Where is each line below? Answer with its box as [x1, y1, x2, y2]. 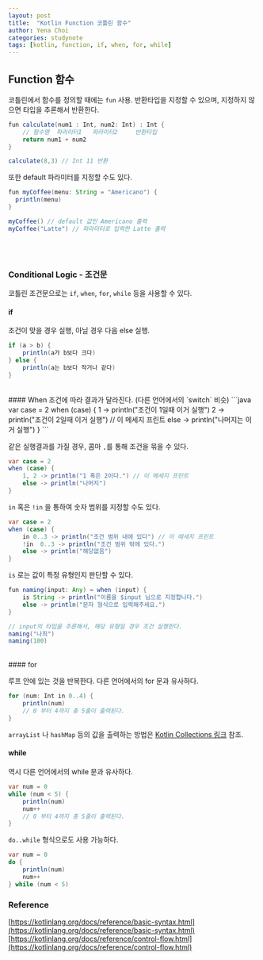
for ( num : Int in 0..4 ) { [8, 692, 93, 701]
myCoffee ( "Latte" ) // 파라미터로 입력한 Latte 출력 [8, 225, 166, 232]
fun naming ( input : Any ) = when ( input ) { [8, 586, 147, 594]
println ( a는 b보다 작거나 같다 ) [22, 363, 116, 371]
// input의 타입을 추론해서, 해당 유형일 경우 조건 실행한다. [8, 622, 183, 631]
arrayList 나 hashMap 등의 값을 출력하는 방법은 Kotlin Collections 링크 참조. [8, 729, 244, 739]
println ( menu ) [15, 196, 62, 204]
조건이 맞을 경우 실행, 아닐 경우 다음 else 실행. [8, 326, 151, 336]
